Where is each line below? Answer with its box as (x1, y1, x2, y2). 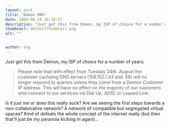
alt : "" (5, 31, 22, 36)
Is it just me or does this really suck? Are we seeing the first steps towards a (5, 100, 165, 106)
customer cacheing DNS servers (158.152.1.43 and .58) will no (17, 74, 148, 80)
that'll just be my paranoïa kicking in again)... (5, 116, 99, 122)
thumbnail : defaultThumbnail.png (5, 26, 76, 31)
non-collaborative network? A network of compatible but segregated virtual (5, 105, 164, 111)
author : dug (5, 45, 31, 50)
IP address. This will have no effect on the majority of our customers (17, 84, 161, 90)
